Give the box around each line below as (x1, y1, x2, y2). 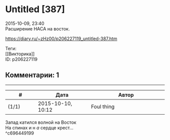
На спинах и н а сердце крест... (5, 124, 73, 130)
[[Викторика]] (5, 51, 35, 57)
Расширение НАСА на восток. (5, 25, 70, 31)
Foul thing (91, 103, 115, 110)
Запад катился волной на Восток (5, 119, 77, 125)
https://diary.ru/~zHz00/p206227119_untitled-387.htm (5, 36, 117, 42)
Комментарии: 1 (5, 71, 59, 80)
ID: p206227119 (5, 56, 38, 62)
